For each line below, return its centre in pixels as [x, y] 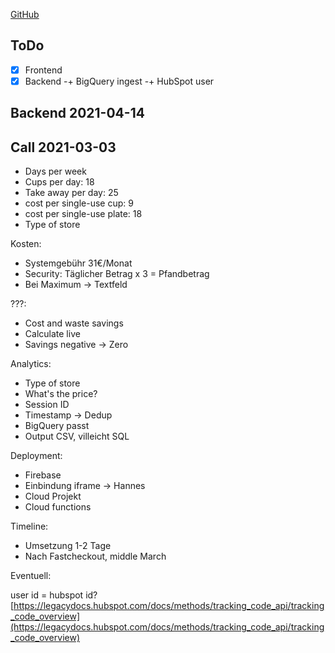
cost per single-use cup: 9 [79, 203]
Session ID [47, 405]
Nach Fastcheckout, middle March [95, 556]
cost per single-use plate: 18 [83, 214]
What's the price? [61, 394]
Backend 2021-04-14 [77, 113]
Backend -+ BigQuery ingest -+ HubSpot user [119, 81]
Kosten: [26, 244]
